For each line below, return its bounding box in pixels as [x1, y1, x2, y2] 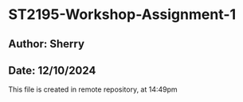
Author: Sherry [8, 37, 85, 51]
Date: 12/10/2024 [8, 63, 96, 77]
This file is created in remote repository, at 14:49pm [8, 85, 178, 94]
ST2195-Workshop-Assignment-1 [8, 6, 237, 24]
